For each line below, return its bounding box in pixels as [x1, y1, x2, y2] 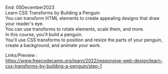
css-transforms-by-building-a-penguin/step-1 [5, 63, 102, 69]
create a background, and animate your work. [5, 42, 101, 48]
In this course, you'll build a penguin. [5, 32, 83, 37]
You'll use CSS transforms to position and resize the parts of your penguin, [5, 37, 163, 43]
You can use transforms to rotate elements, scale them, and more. [5, 26, 145, 32]
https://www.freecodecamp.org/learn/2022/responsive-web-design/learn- [5, 58, 163, 63]
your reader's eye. [5, 20, 44, 27]
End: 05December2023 [5, 5, 55, 10]
